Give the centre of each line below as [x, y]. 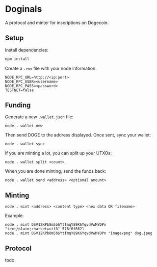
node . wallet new [24, 126]
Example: [14, 216]
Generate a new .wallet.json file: [39, 117]
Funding [18, 105]
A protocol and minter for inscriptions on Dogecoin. [57, 23]
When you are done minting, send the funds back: [56, 171]
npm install [17, 59]
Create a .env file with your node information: [51, 68]
